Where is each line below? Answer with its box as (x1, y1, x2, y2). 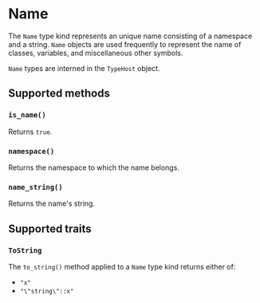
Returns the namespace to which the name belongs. (8, 163, 179, 172)
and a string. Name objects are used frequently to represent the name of (8, 39, 242, 49)
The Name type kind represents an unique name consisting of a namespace (8, 31, 253, 41)
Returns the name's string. (8, 199, 96, 208)
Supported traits (8, 222, 92, 235)
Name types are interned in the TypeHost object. (8, 63, 160, 73)
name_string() (8, 183, 63, 191)
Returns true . (8, 127, 53, 136)
